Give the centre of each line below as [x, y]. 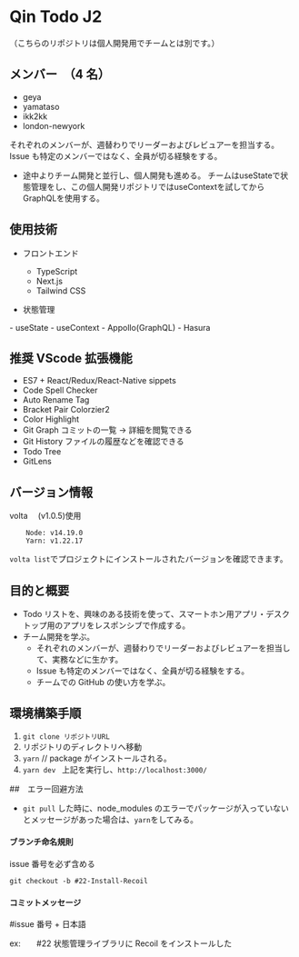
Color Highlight [51, 419]
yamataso [41, 106]
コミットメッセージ [45, 902]
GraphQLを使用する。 [63, 198]
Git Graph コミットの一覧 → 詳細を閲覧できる [107, 430]
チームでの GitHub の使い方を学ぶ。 [103, 682]
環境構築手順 [45, 714]
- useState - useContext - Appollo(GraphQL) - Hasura [110, 327]
